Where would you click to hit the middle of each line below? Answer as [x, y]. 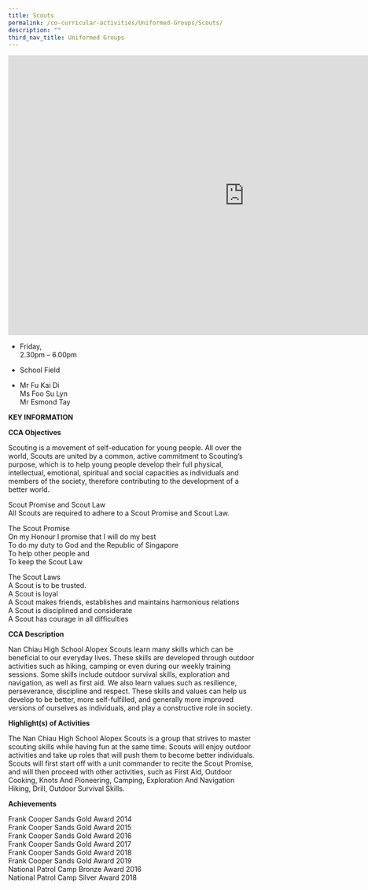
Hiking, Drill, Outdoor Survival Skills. [66, 788]
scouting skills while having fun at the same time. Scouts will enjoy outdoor [130, 747]
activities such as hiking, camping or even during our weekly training [120, 667]
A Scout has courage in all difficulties [68, 619]
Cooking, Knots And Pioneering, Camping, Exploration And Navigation [121, 781]
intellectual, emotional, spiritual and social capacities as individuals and [123, 473]
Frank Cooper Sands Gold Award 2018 [70, 853]
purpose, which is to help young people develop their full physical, [116, 464]
